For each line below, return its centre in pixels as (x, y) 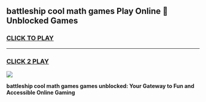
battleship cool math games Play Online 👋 (87, 11)
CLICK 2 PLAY (28, 61)
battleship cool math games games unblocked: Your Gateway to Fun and (101, 86)
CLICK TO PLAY (30, 38)
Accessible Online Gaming (41, 92)
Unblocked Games (42, 21)
